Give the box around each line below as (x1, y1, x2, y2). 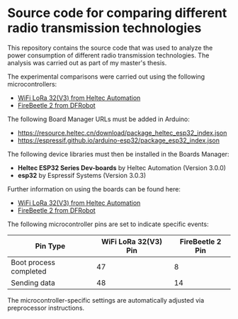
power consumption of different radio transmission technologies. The (7, 51, 210, 60)
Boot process (11, 257, 55, 267)
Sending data (11, 278, 55, 288)
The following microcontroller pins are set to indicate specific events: (7, 220, 209, 228)
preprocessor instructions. (7, 303, 85, 312)
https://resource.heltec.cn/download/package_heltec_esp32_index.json (17, 128, 227, 137)
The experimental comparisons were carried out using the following (7, 72, 205, 81)
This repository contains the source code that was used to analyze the (7, 43, 213, 52)
